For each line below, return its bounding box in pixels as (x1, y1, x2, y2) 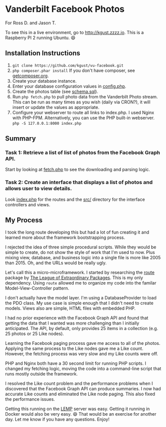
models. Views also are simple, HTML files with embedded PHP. (5, 305, 136, 311)
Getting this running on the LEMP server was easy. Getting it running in (5, 406, 150, 412)
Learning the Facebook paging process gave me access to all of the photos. (5, 340, 161, 346)
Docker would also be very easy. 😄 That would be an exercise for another (5, 411, 157, 417)
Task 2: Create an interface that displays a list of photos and (5, 179, 153, 186)
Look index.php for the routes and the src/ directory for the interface (5, 196, 145, 202)
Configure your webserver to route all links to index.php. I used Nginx (12, 109, 155, 115)
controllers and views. (5, 201, 51, 207)
